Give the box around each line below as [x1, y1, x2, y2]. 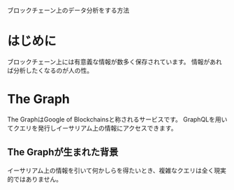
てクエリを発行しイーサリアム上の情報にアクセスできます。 [7, 124, 177, 132]
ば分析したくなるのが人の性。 [7, 66, 93, 75]
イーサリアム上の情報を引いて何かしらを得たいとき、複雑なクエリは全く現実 [7, 166, 227, 175]
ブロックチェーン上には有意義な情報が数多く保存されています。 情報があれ [7, 57, 222, 66]
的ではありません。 [7, 175, 63, 183]
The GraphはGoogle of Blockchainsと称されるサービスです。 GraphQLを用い [7, 115, 228, 124]
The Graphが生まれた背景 [7, 146, 119, 159]
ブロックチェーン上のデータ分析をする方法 [7, 6, 130, 14]
